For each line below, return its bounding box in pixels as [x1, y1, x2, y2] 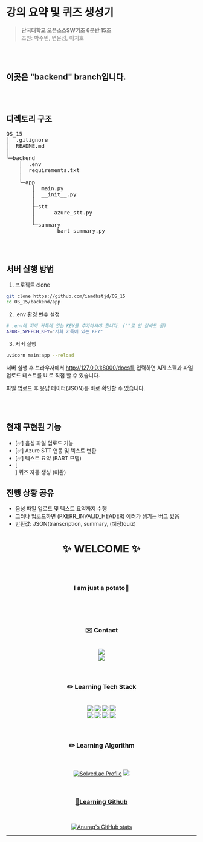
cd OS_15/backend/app [6, 299, 61, 305]
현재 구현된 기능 [6, 422, 62, 433]
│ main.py [31, 185, 64, 191]
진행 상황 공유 [6, 488, 54, 498]
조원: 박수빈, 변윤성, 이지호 [21, 34, 85, 41]
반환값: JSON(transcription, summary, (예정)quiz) [14, 520, 136, 528]
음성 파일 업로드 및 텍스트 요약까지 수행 [14, 505, 108, 512]
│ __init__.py [31, 191, 77, 197]
